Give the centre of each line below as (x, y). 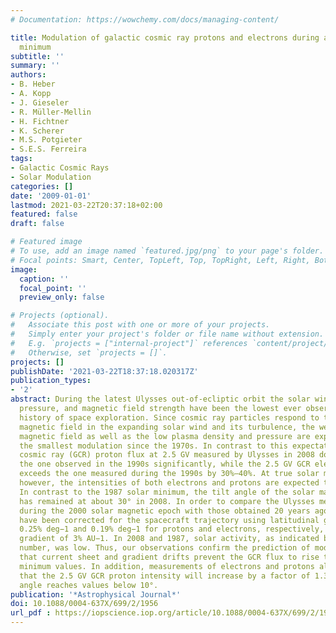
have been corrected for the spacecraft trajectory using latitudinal (169, 520)
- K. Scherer (37, 131)
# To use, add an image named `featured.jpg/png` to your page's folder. (167, 251)
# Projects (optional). (60, 316)
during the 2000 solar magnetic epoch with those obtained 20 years (165, 511)
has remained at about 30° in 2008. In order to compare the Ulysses (167, 501)
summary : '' (35, 66)
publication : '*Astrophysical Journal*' (96, 594)
